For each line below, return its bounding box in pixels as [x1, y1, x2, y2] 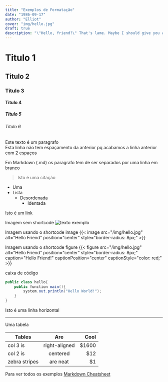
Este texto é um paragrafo [5, 139, 59, 145]
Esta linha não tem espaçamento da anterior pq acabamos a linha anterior [5, 144, 157, 150]
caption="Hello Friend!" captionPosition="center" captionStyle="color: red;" [5, 255, 162, 261]
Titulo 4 [5, 100, 22, 106]
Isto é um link [5, 210, 33, 216]
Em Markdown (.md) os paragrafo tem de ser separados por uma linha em [5, 159, 158, 165]
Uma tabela [5, 321, 29, 328]
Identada [27, 200, 46, 206]
